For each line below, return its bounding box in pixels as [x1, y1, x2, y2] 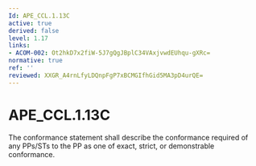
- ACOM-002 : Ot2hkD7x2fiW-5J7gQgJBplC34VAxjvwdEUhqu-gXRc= [8, 49, 211, 57]
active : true [8, 19, 52, 27]
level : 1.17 [8, 34, 48, 43]
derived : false [8, 26, 60, 34]
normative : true [8, 57, 63, 65]
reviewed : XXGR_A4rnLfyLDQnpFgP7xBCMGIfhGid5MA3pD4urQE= [8, 71, 204, 79]
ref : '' [8, 64, 35, 72]
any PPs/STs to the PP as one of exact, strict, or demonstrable [8, 141, 215, 151]
